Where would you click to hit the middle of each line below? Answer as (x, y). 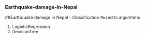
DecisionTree (25, 32)
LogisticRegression (31, 27)
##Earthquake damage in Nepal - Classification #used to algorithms (72, 18)
